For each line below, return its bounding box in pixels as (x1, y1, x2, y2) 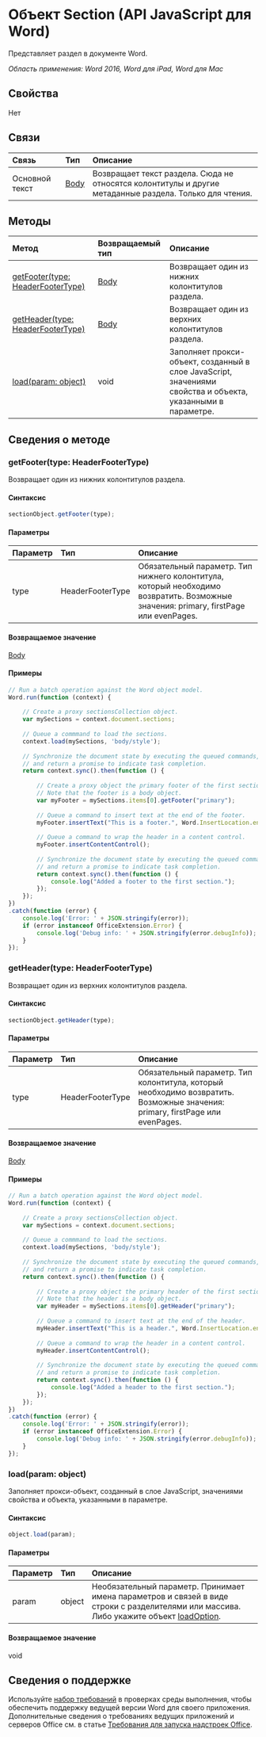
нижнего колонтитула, (138, 571, 224, 582)
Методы (8, 214, 51, 227)
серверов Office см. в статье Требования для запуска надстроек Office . (8, 1720, 253, 1729)
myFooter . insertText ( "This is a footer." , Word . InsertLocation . (36, 819, 253, 827)
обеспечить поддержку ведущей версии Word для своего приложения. (8, 1703, 251, 1712)
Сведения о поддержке (8, 1674, 132, 1687)
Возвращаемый (97, 238, 161, 249)
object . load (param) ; (8, 1531, 77, 1539)
